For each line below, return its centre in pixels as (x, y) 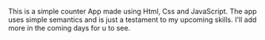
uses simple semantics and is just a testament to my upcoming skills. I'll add (132, 20)
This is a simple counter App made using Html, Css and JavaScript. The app (132, 11)
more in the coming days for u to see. (69, 28)
